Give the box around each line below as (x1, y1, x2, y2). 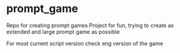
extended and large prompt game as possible (6, 28, 120, 35)
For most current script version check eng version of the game (6, 40, 164, 47)
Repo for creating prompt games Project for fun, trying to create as (6, 22, 175, 29)
